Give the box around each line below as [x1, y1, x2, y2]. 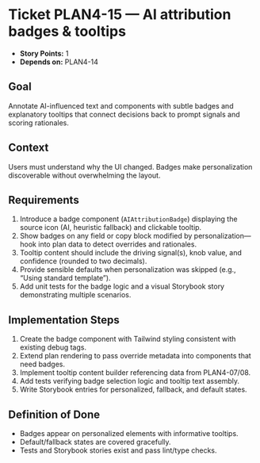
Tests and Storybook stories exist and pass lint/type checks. [19, 446, 217, 455]
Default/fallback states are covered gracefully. [19, 438, 172, 446]
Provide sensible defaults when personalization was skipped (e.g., [19, 265, 236, 274]
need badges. [19, 359, 66, 369]
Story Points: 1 [19, 48, 69, 58]
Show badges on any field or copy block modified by [19, 231, 193, 241]
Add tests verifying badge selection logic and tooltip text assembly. [19, 377, 240, 386]
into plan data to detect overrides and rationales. [38, 239, 197, 249]
